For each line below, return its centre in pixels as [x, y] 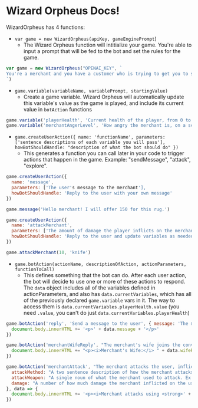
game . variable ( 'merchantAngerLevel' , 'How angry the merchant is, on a [96, 126]
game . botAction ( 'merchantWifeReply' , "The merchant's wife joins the [93, 345]
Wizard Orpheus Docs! [63, 11]
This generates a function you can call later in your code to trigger [104, 153]
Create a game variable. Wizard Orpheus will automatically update [104, 97]
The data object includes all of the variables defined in [89, 288]
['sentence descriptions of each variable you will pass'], [90, 143]
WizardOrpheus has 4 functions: [46, 27]
